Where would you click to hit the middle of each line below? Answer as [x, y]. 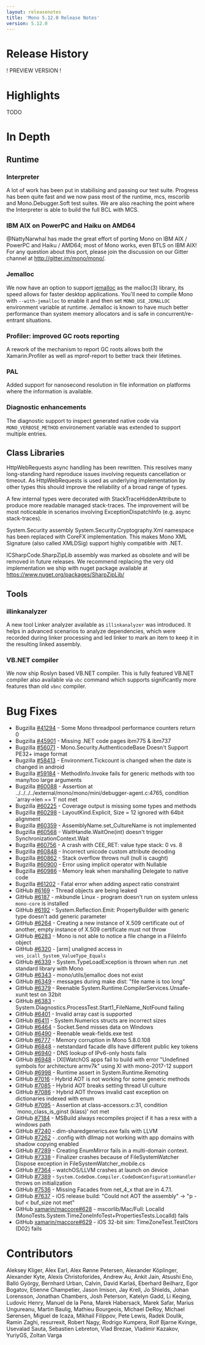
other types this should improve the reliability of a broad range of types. [97, 487]
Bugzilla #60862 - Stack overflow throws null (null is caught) [91, 858]
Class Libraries [35, 453]
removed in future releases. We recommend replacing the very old [90, 562]
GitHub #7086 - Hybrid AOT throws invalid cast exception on [92, 1092]
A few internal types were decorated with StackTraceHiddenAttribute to [96, 499]
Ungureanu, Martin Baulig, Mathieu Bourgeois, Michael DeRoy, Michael [95, 1310]
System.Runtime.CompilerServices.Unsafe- [136, 988]
